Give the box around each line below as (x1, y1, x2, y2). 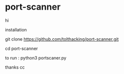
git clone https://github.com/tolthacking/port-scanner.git (5, 36, 119, 42)
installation (5, 27, 27, 32)
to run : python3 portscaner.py (5, 55, 67, 60)
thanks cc (5, 64, 25, 70)
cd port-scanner (5, 45, 38, 51)
